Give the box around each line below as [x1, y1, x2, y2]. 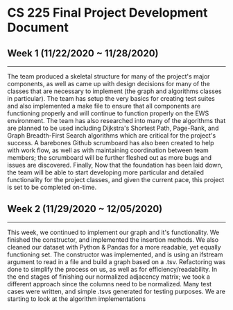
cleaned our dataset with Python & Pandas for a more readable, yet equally [7, 243, 221, 251]
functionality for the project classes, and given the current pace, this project [7, 176, 225, 183]
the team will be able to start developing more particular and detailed [7, 168, 205, 177]
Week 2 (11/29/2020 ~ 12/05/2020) [7, 203, 163, 215]
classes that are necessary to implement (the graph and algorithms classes [7, 87, 222, 95]
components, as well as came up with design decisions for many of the [7, 80, 210, 88]
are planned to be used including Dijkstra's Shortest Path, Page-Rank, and [7, 124, 219, 132]
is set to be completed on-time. [7, 183, 97, 191]
